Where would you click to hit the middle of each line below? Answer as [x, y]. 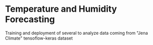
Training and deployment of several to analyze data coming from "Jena [76, 33]
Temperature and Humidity [61, 9]
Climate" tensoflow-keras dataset [39, 38]
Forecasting [30, 19]
